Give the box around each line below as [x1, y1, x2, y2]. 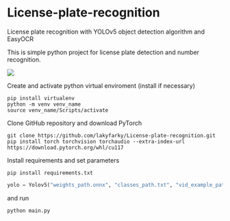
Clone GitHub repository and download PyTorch [7, 119, 142, 127]
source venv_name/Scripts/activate [7, 106, 109, 114]
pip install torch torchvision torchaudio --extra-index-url [7, 138, 186, 145]
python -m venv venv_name [7, 101, 81, 108]
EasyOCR [7, 34, 34, 43]
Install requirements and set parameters [7, 156, 120, 164]
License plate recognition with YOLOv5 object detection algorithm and [7, 27, 205, 36]
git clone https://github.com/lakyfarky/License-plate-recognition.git [7, 132, 216, 139]
